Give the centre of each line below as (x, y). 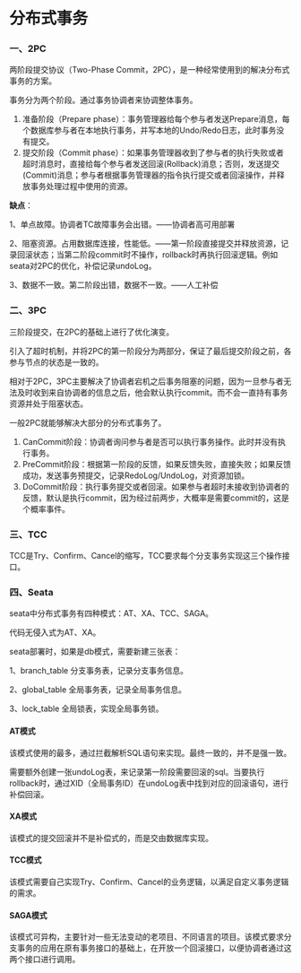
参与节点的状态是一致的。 (56, 362)
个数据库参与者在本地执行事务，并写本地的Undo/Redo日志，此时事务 (149, 130)
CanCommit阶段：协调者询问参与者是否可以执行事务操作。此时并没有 (150, 441)
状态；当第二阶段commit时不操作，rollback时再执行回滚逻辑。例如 (155, 255)
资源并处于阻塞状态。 (48, 404)
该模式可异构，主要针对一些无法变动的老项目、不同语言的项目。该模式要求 (146, 937)
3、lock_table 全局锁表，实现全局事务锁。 (86, 708)
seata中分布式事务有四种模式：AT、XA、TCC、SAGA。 (111, 613)
